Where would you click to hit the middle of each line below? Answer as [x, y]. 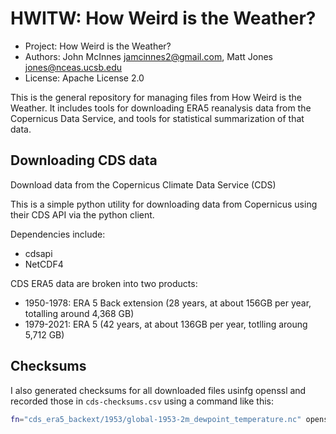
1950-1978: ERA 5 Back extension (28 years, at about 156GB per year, [168, 303]
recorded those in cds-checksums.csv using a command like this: [142, 401]
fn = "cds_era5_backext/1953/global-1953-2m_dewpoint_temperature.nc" [156, 419]
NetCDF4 [44, 264]
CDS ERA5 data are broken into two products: [104, 283]
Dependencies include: [58, 234]
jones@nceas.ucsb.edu [73, 67]
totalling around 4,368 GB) [79, 313]
